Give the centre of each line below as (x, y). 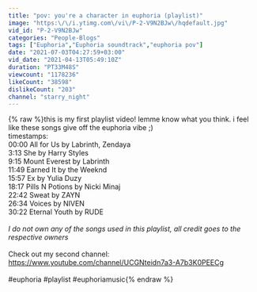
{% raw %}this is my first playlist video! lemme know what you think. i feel (128, 119)
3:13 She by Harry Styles (49, 153)
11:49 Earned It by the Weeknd (58, 170)
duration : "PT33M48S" (44, 67)
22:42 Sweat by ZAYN (44, 195)
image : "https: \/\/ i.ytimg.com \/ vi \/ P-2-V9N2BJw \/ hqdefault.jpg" (118, 23)
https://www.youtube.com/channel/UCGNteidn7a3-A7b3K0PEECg (116, 263)
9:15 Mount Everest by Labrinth (59, 161)
